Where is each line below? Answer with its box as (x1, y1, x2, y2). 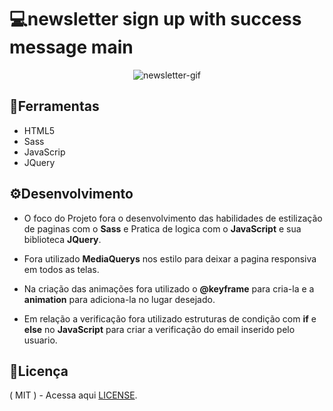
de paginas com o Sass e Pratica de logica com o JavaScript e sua (23, 222, 302, 235)
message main (9, 36, 134, 59)
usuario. (23, 334, 58, 346)
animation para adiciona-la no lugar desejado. (23, 293, 216, 305)
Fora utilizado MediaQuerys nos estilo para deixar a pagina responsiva (23, 252, 317, 265)
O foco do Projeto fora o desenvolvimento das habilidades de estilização (23, 212, 323, 224)
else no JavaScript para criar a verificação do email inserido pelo (23, 323, 296, 335)
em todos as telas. (23, 263, 100, 275)
